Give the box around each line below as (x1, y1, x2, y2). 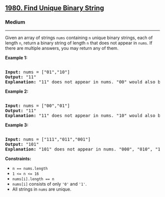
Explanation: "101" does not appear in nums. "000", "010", (5, 146, 153, 152)
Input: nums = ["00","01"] (5, 103, 70, 108)
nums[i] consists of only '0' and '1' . (12, 181, 87, 187)
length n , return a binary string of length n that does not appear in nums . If (5, 39, 153, 46)
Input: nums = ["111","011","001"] (5, 136, 91, 142)
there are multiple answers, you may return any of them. (5, 45, 119, 51)
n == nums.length (12, 166, 48, 171)
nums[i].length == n (12, 176, 55, 182)
